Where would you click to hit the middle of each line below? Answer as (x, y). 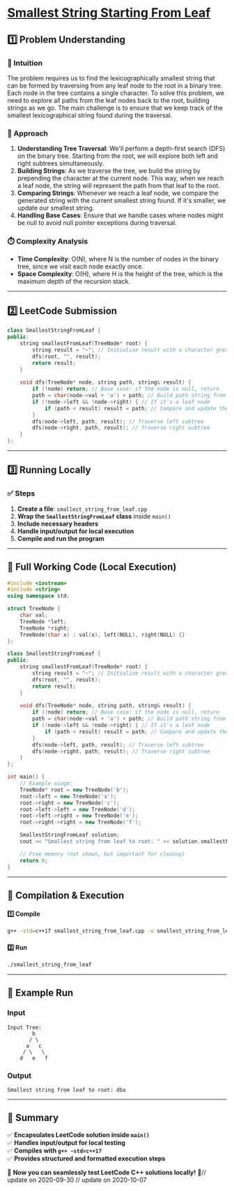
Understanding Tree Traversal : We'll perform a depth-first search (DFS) (121, 149)
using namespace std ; (39, 596)
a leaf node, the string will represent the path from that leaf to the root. (119, 186)
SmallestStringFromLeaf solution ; (70, 835)
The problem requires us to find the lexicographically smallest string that (111, 78)
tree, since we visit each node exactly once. (80, 266)
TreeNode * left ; (44, 621)
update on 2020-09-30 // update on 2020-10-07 (77, 1180)
